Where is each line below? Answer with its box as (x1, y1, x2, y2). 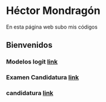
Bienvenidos (6, 40, 53, 50)
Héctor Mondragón (6, 4, 101, 17)
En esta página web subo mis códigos (6, 23, 98, 30)
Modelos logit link (6, 58, 58, 66)
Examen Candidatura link (6, 73, 79, 82)
